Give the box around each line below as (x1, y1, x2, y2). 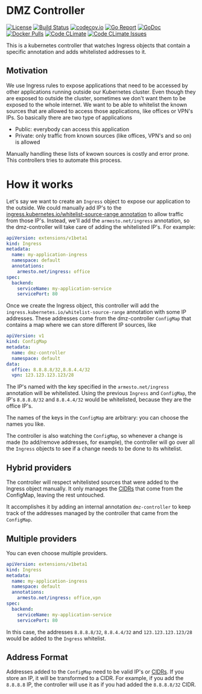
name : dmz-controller (11, 350, 66, 356)
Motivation (6, 66, 48, 76)
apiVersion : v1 (6, 333, 45, 339)
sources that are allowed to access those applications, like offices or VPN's (6, 107, 194, 115)
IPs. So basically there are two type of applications (6, 114, 133, 121)
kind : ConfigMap (6, 339, 47, 345)
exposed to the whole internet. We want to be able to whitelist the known (6, 101, 188, 108)
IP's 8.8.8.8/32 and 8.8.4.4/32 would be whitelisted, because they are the (6, 396, 192, 403)
